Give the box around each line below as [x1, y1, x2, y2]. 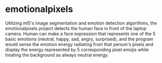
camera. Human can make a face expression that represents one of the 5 [5, 30, 156, 36]
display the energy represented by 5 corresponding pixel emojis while [5, 46, 149, 52]
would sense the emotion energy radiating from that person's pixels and [5, 41, 153, 47]
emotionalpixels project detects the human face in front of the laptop [5, 25, 146, 31]
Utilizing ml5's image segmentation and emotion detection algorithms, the [5, 20, 157, 26]
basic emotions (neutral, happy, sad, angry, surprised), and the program [5, 36, 153, 42]
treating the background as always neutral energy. [5, 51, 109, 58]
